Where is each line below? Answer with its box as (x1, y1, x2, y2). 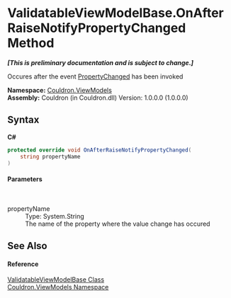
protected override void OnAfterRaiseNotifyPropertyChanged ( (7, 147, 192, 154)
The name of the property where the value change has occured (25, 219, 210, 228)
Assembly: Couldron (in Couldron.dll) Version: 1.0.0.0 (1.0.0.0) (7, 93, 189, 102)
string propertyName (20, 153, 81, 160)
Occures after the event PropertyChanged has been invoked (7, 72, 184, 81)
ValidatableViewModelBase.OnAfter (7, 5, 225, 21)
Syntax (7, 114, 40, 126)
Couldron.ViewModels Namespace (7, 283, 109, 292)
